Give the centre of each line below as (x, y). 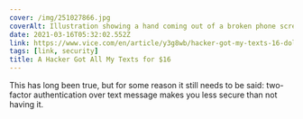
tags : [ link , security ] (54, 51)
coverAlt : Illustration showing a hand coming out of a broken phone (143, 26)
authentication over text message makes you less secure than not (155, 95)
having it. (26, 104)
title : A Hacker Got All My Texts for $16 (90, 59)
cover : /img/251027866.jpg (60, 18)
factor (20, 95)
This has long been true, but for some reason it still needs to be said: (137, 85)
